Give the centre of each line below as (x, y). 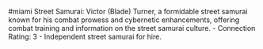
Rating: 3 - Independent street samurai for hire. (85, 36)
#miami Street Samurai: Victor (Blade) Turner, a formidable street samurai (128, 11)
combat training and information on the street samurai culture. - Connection (132, 28)
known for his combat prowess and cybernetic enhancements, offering (124, 20)
